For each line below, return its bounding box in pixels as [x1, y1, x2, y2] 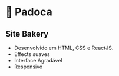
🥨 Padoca [5, 5, 52, 19]
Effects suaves [14, 51, 51, 58]
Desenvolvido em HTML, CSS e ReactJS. [14, 44, 114, 51]
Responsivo [14, 63, 43, 70]
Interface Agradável [14, 57, 62, 64]
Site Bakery [5, 29, 49, 39]
